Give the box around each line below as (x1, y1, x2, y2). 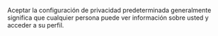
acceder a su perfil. (7, 21, 64, 29)
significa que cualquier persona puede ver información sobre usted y (7, 13, 209, 22)
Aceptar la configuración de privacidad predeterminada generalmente (7, 6, 212, 14)
